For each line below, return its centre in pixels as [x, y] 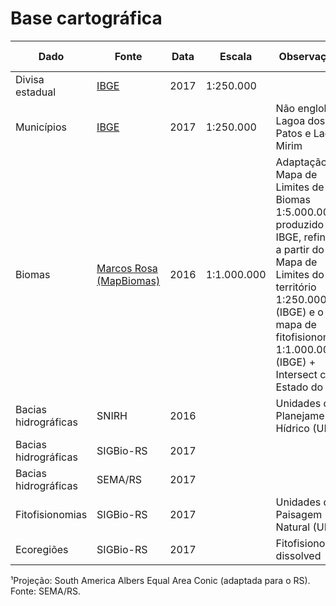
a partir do [300, 249]
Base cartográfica [86, 18]
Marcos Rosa [127, 268]
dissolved [298, 555]
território [296, 287]
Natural [293, 527]
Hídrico [292, 428]
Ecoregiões [42, 549]
